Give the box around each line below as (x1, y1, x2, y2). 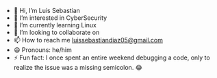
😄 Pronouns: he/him (13, 46, 72, 54)
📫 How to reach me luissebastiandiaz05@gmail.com (13, 36, 163, 44)
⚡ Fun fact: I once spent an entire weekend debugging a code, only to (13, 53, 210, 62)
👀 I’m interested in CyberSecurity (13, 14, 107, 22)
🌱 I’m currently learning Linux (13, 21, 97, 29)
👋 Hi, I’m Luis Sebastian (13, 7, 81, 14)
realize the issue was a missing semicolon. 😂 (13, 64, 142, 71)
